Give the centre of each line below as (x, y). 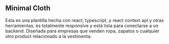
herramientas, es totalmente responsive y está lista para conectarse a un (82, 25)
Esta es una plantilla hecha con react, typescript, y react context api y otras (85, 20)
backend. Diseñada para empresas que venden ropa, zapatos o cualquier (82, 31)
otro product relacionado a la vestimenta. (49, 36)
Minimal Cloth (28, 8)
